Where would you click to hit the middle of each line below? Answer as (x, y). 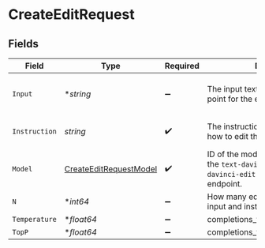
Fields (24, 44)
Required (182, 66)
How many (227, 197)
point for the (230, 99)
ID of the (223, 154)
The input (225, 89)
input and (224, 207)
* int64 (77, 201)
